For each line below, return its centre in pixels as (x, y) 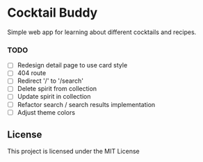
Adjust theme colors (46, 112)
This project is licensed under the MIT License (74, 152)
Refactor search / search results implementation (86, 104)
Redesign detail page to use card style (72, 65)
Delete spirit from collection (57, 89)
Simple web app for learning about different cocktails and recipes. (102, 32)
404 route (32, 73)
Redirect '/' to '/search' (50, 81)
